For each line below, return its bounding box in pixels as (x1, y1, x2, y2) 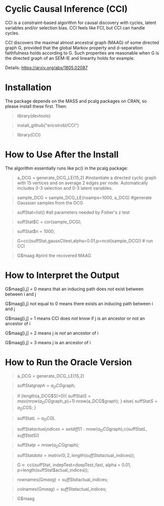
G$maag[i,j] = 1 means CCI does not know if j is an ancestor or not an (5, 315, 145, 321)
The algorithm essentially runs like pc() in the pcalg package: (5, 165, 128, 171)
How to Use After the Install (5, 149, 119, 160)
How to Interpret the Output (5, 270, 120, 280)
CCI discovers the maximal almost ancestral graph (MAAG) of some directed (5, 39, 159, 45)
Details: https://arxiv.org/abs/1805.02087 (5, 65, 88, 71)
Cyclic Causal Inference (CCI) (5, 3, 128, 15)
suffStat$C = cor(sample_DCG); (17, 219, 82, 225)
